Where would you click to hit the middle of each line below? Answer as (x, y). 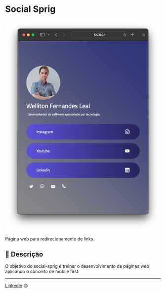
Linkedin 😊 (17, 286)
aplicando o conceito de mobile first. (42, 272)
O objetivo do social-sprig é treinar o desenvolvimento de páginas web (77, 266)
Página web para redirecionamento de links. (50, 238)
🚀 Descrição (24, 254)
